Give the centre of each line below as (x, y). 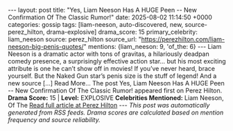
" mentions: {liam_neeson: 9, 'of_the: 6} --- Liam (153, 47)
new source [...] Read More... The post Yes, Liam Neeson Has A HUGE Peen (116, 83)
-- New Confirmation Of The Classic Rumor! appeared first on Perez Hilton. (115, 90)
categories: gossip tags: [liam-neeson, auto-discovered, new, (96, 24)
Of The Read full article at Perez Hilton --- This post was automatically (109, 105)
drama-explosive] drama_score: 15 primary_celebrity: (122, 32)
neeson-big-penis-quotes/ (46, 47)
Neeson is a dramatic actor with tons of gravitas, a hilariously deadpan (109, 54)
